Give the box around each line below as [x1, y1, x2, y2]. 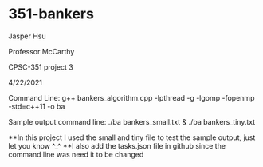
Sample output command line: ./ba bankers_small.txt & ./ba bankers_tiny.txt [8, 117, 256, 126]
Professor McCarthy [8, 46, 75, 56]
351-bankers [8, 5, 94, 23]
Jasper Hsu [8, 31, 46, 41]
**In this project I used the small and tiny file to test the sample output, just [8, 133, 256, 142]
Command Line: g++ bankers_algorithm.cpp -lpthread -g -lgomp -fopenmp [8, 93, 255, 102]
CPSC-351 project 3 [8, 62, 73, 72]
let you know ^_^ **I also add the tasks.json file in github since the [8, 141, 226, 150]
